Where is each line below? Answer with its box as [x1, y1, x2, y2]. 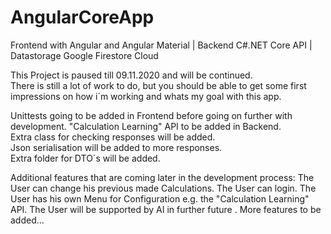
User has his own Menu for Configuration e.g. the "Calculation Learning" [10, 192, 310, 205]
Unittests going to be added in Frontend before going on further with [10, 109, 293, 121]
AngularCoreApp [10, 6, 155, 29]
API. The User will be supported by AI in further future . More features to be [10, 203, 322, 215]
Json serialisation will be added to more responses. [10, 141, 223, 153]
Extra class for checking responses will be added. [10, 131, 216, 143]
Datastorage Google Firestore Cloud [10, 49, 159, 61]
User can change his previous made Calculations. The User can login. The [10, 182, 317, 194]
